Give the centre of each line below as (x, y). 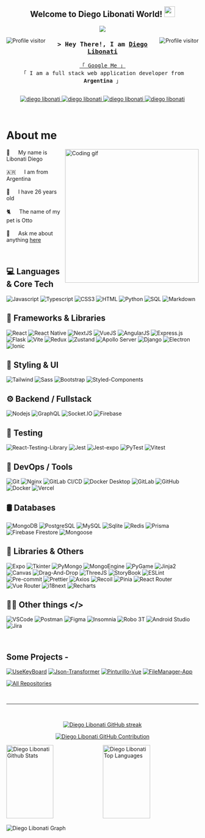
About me (32, 136)
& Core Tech (30, 284)
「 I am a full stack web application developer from (103, 73)
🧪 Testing (25, 433)
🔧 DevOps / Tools (40, 467)
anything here (24, 240)
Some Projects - (38, 657)
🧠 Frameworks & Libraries (56, 318)
